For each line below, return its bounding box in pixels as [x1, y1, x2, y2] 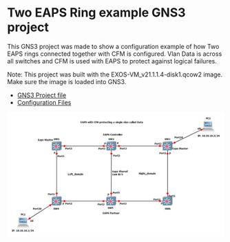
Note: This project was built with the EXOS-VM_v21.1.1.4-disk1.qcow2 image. [7, 70, 223, 79]
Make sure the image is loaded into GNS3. [7, 77, 127, 85]
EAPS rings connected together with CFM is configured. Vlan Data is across [7, 50, 222, 58]
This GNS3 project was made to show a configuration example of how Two [7, 42, 220, 50]
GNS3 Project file [17, 91, 67, 99]
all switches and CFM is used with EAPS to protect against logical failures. [7, 57, 217, 65]
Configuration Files [17, 98, 72, 106]
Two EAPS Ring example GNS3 [7, 5, 186, 21]
